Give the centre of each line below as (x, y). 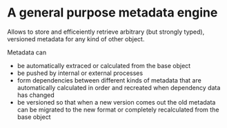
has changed (36, 95)
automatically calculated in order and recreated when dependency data (119, 87)
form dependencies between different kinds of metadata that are (109, 80)
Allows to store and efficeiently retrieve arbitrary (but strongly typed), (106, 32)
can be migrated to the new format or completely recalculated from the (118, 109)
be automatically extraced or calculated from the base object (104, 65)
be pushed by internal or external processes (80, 73)
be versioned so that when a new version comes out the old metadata (116, 102)
